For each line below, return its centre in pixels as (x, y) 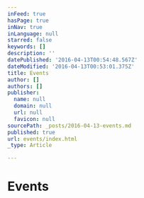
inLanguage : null (33, 34)
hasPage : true (28, 21)
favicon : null (34, 119)
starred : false (30, 40)
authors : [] (25, 86)
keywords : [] (27, 47)
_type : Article (30, 146)
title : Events (28, 73)
